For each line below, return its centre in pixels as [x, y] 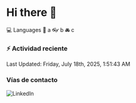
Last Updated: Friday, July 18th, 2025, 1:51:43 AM [68, 64]
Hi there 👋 [31, 13]
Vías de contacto [32, 80]
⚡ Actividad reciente [37, 48]
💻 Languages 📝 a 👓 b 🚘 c [41, 29]
